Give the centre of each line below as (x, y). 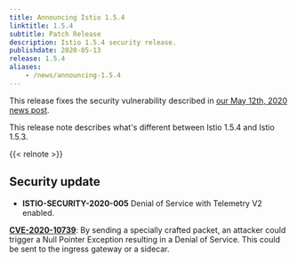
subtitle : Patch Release (55, 34)
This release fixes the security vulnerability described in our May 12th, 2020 (148, 100)
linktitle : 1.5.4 (41, 26)
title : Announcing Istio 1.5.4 (67, 17)
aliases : (25, 68)
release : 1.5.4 (37, 59)
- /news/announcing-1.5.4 (73, 76)
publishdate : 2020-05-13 (55, 51)
